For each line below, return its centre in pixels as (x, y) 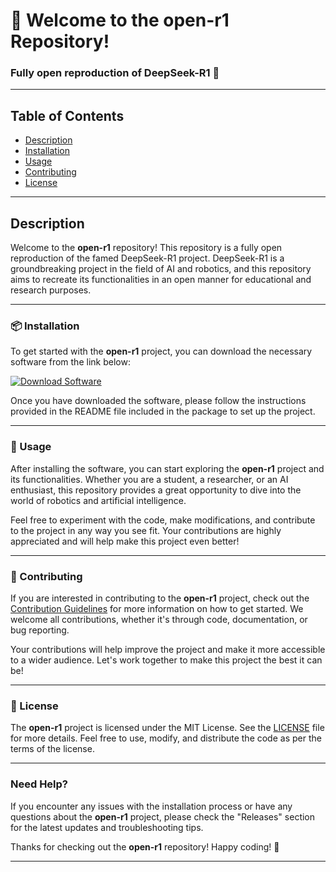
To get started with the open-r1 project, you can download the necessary (161, 351)
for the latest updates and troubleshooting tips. (107, 827)
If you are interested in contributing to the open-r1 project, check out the (160, 598)
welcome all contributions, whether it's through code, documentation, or (159, 619)
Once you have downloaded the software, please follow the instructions (158, 401)
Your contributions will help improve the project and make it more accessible (168, 649)
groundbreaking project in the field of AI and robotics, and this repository (161, 269)
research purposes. (51, 290)
